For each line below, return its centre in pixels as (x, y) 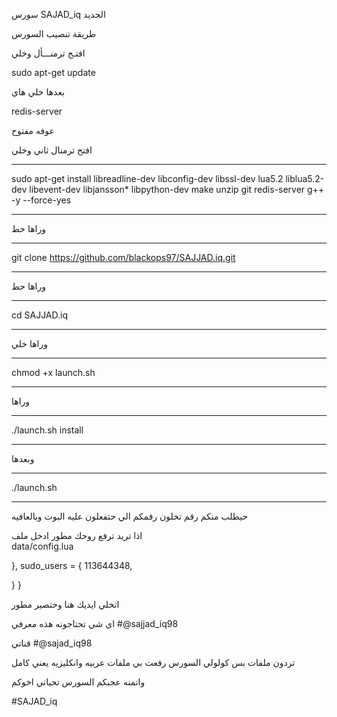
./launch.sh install (47, 430)
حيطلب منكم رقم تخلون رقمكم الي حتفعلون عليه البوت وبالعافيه (130, 516)
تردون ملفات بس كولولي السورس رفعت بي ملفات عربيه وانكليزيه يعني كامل (153, 662)
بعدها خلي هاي (38, 92)
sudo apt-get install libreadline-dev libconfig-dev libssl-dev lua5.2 (147, 178)
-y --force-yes (41, 200)
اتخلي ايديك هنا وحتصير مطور (65, 604)
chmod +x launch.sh (53, 372)
